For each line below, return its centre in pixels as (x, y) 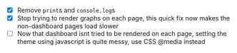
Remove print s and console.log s (66, 10)
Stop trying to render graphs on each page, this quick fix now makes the (123, 18)
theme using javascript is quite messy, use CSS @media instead (111, 42)
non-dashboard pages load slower (68, 26)
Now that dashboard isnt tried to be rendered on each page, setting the (122, 34)
